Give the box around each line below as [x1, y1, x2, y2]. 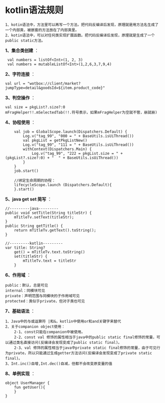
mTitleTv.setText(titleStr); [14, 214, 74, 219]
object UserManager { [5, 380, 50, 386]
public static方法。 [5, 38, 46, 43]
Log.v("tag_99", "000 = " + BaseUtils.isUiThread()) [23, 133, 134, 138]
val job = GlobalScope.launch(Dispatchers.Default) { [14, 129, 127, 134]
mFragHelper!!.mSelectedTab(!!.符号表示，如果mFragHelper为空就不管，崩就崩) [5, 110, 158, 115]
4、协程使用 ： [5, 119, 36, 125]
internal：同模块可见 [5, 288, 46, 293]
